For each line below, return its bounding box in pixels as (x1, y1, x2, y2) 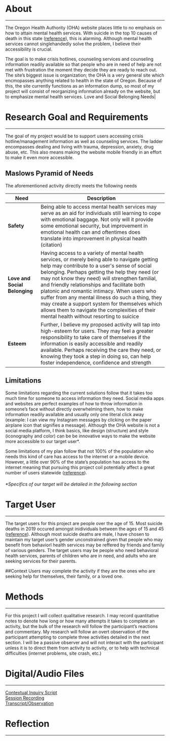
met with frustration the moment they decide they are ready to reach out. (5, 66, 157, 72)
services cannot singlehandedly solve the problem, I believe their (5, 41, 141, 47)
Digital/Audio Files (5, 668, 84, 680)
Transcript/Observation (5, 700, 54, 706)
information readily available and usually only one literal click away (5, 411, 144, 417)
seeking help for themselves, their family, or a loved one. (5, 573, 123, 579)
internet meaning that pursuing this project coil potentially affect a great (5, 464, 155, 470)
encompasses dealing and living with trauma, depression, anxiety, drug (5, 143, 154, 150)
